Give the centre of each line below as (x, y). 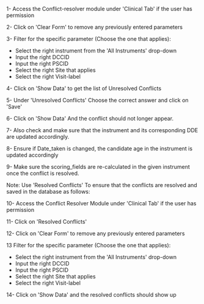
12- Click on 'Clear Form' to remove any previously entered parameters (96, 233)
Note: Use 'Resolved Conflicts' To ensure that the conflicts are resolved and (102, 185)
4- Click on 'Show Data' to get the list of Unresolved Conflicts (84, 88)
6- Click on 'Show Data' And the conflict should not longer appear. (90, 118)
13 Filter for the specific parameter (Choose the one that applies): (89, 245)
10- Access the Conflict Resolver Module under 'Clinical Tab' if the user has (101, 203)
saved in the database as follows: (48, 192)
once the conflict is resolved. (43, 173)
